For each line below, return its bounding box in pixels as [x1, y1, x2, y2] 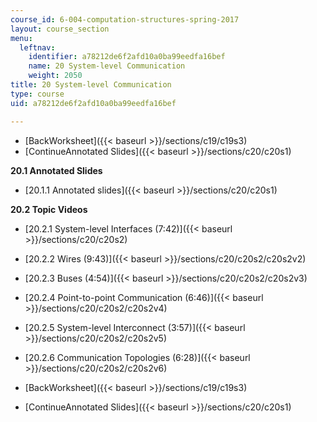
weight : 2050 [28, 71, 83, 81]
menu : [10, 33, 33, 43]
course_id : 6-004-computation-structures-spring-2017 [10, 14, 240, 25]
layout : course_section [10, 24, 110, 34]
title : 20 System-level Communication [10, 80, 172, 90]
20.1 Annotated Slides [10, 164, 103, 176]
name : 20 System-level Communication [28, 61, 186, 71]
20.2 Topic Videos [10, 203, 88, 215]
